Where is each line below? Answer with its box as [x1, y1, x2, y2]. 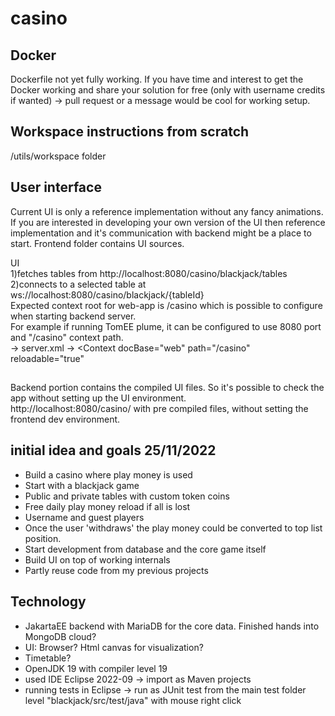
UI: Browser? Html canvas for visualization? [24, 641, 204, 653]
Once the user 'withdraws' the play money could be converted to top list [24, 522, 323, 534]
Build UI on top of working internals [24, 553, 171, 566]
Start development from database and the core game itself [24, 543, 267, 555]
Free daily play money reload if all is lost [24, 500, 191, 512]
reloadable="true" [10, 352, 85, 364]
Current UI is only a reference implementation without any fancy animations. [10, 205, 324, 217]
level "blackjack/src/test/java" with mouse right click [24, 694, 242, 706]
